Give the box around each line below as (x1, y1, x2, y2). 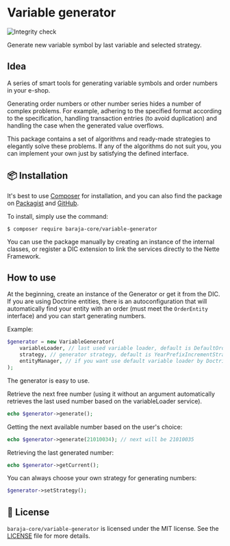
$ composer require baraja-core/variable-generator (7, 225, 157, 233)
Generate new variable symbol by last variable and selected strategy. (7, 40, 202, 49)
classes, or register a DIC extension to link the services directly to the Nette (7, 245, 220, 253)
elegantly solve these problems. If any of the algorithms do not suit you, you (7, 142, 222, 150)
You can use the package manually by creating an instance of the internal (7, 237, 214, 246)
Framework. (7, 252, 41, 260)
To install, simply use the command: (7, 212, 108, 220)
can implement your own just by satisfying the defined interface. (7, 149, 189, 157)
